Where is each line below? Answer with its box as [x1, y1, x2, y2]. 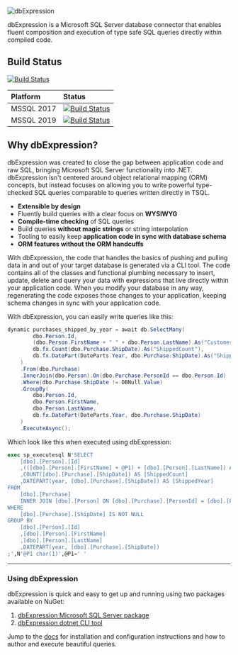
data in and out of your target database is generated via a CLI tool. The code [7, 261, 231, 269]
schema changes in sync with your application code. [7, 298, 161, 307]
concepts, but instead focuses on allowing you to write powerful [7, 181, 195, 189]
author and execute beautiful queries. [7, 639, 117, 648]
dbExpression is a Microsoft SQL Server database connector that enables [7, 21, 222, 28]
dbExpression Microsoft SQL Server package [17, 610, 150, 620]
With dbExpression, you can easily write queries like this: [7, 312, 174, 320]
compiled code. [7, 35, 53, 44]
